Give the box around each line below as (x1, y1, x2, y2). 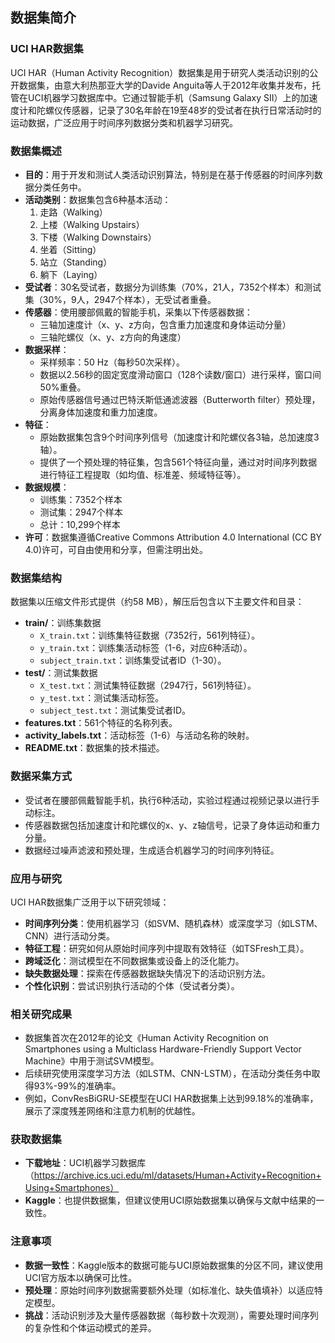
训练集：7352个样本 (39, 493, 123, 505)
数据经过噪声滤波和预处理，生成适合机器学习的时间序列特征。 (24, 844, 280, 856)
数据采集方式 (10, 769, 73, 783)
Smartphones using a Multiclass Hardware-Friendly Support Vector (24, 1043, 302, 1055)
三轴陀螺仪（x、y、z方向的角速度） (39, 331, 187, 343)
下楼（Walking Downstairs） (39, 231, 157, 243)
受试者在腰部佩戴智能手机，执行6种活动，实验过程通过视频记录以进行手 (24, 794, 320, 806)
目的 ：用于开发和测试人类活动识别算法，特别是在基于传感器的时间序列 (24, 168, 315, 180)
